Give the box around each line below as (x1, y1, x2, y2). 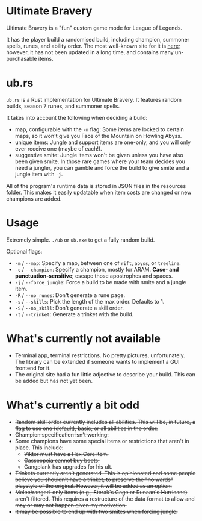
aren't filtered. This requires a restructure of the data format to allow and (14, 495, 195, 502)
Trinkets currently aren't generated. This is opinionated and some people (14, 469, 196, 476)
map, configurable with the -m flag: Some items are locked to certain (14, 125, 185, 133)
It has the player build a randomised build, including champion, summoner (6, 36, 190, 43)
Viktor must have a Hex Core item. (23, 450, 109, 457)
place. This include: (14, 444, 64, 451)
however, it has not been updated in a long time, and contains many (6, 48, 174, 55)
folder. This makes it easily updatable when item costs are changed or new (6, 189, 192, 196)
